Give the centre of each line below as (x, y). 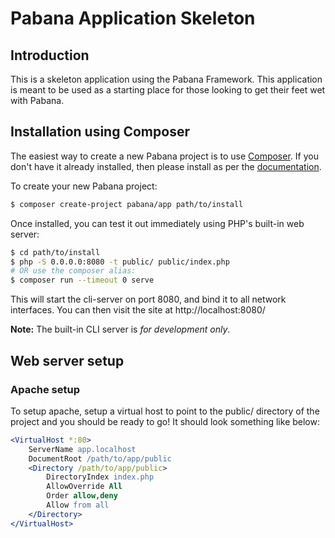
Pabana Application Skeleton (133, 18)
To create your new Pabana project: (84, 186)
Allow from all (78, 505)
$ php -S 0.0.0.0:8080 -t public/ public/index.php (120, 262)
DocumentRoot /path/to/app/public (100, 458)
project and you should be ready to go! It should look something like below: (165, 421)
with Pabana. (37, 100)
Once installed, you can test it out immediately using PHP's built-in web (157, 223)
